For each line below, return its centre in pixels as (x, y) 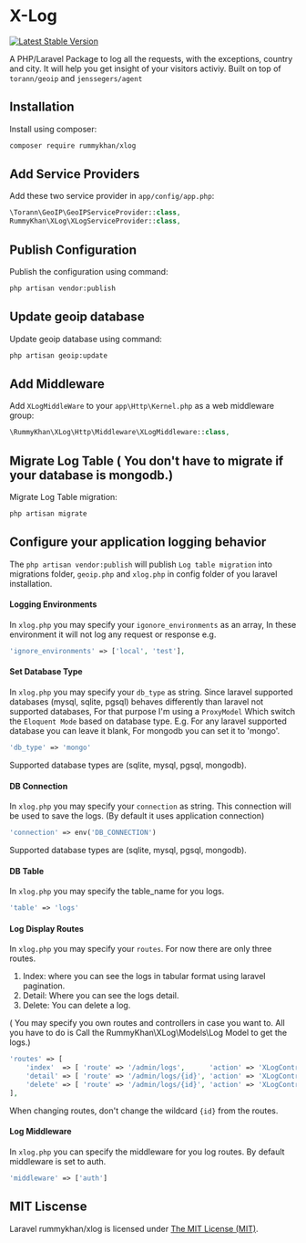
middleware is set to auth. (58, 1161)
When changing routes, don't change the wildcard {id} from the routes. (144, 1111)
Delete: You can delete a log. (76, 1006)
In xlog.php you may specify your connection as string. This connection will (150, 806)
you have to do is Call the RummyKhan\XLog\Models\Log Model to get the (148, 1033)
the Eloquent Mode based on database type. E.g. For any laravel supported (148, 721)
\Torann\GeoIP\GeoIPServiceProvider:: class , (95, 213)
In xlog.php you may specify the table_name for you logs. (117, 892)
